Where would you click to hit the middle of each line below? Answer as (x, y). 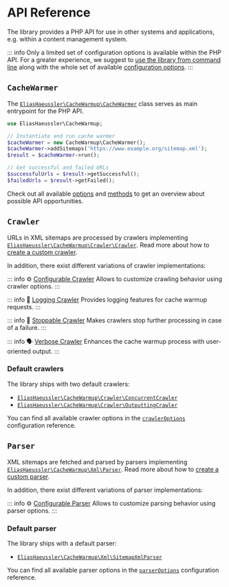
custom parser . (29, 476)
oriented (19, 351)
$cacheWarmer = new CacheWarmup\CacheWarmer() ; (77, 143)
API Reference (49, 13)
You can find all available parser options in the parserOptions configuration (113, 570)
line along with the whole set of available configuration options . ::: (100, 67)
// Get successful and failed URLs (58, 168)
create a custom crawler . (42, 252)
